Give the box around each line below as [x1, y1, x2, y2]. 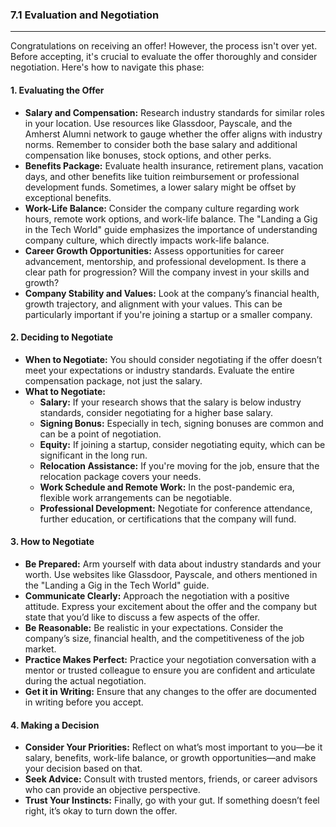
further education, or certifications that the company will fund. [39, 513, 297, 525]
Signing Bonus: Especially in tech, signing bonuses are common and [39, 417, 324, 429]
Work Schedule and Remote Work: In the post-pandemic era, [39, 481, 295, 493]
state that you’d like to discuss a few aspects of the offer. [24, 611, 261, 623]
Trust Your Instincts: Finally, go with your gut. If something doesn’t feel [24, 794, 320, 807]
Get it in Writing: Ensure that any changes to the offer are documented [24, 685, 317, 697]
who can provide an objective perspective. [24, 784, 201, 796]
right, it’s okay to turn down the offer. [24, 805, 178, 817]
